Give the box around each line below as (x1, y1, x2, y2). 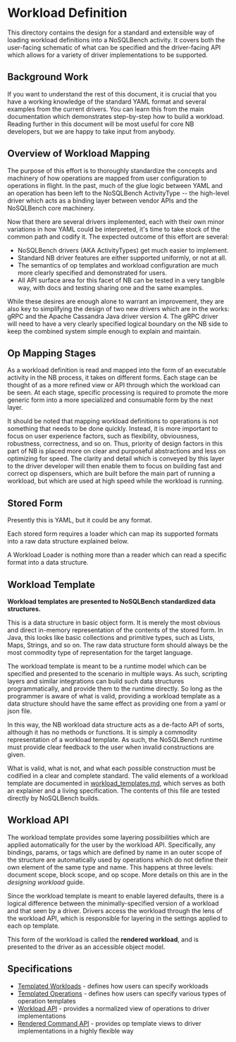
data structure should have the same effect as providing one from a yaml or (7, 699, 227, 708)
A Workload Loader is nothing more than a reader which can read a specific (7, 551, 228, 559)
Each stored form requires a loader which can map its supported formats (7, 529, 218, 538)
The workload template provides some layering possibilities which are (7, 833, 210, 841)
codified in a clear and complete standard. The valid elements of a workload (7, 772, 228, 779)
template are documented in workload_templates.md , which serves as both (7, 779, 225, 787)
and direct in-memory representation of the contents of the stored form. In (7, 626, 223, 634)
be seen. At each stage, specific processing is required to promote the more (7, 389, 229, 397)
